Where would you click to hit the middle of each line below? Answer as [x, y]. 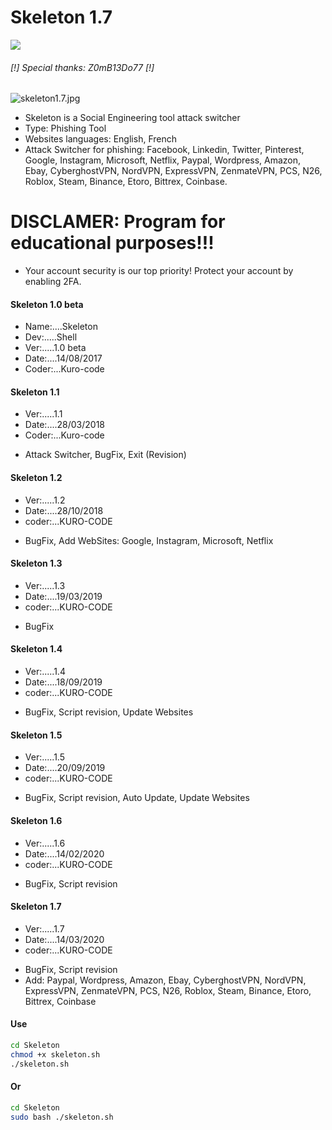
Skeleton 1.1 [35, 392]
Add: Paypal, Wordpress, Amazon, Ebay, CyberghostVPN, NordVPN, [165, 980]
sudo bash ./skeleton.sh [62, 1117]
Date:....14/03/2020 [64, 939]
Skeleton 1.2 [36, 478]
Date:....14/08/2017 [63, 358]
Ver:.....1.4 [45, 672]
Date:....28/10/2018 [64, 510]
